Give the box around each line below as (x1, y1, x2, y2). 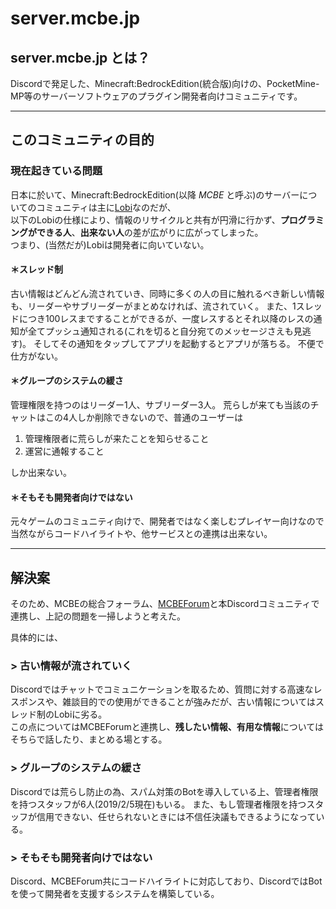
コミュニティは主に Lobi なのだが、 (36, 201, 177, 213)
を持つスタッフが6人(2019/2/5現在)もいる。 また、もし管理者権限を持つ (10, 798, 307, 810)
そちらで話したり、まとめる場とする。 (10, 733, 168, 746)
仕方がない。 (10, 350, 63, 362)
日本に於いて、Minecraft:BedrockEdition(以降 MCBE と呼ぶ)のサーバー (10, 188, 300, 201)
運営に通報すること (24, 445, 105, 457)
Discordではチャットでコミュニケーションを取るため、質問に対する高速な (10, 683, 314, 696)
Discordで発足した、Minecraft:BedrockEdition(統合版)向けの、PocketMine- (10, 78, 320, 89)
